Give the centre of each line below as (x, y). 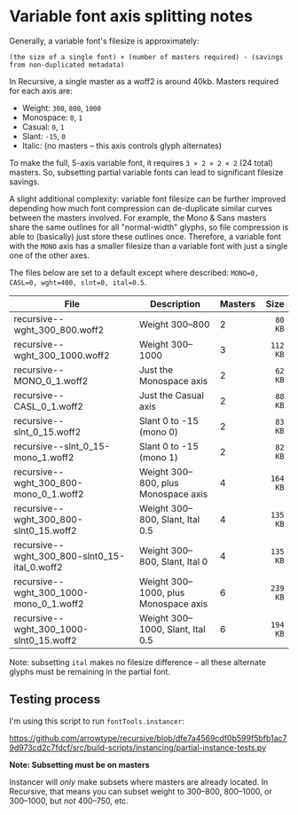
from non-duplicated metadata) (67, 65)
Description (176, 303)
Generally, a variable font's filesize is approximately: (104, 41)
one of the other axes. (50, 255)
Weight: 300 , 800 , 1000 (62, 107)
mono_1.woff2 (44, 457)
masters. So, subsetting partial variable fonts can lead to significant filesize (146, 172)
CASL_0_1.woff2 (49, 406)
